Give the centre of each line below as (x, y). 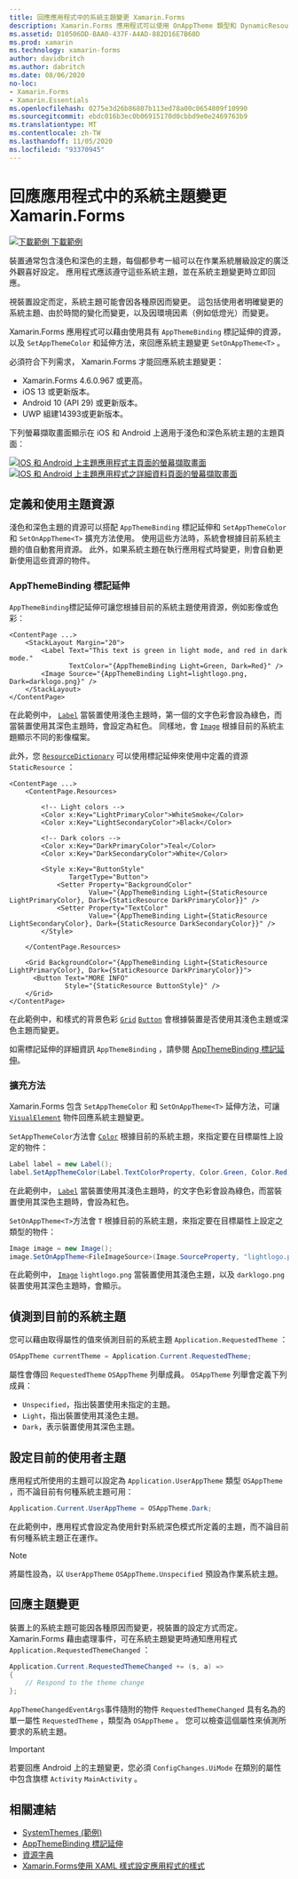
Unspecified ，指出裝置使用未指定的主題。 (98, 1405)
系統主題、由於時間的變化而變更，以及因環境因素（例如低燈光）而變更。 (141, 313)
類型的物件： (32, 1231)
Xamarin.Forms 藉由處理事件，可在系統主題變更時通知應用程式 (123, 1638)
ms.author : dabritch (47, 68)
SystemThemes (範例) (62, 1832)
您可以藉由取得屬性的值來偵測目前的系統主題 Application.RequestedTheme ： (149, 1340)
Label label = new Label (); (61, 1164)
